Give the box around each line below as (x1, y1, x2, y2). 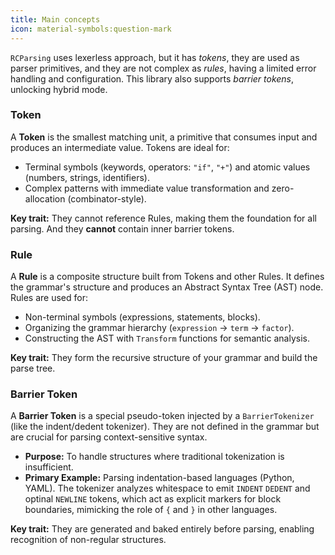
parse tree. (10, 362, 56, 375)
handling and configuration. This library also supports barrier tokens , (10, 72, 295, 85)
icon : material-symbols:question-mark (10, 24, 172, 34)
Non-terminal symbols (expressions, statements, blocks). (24, 311, 261, 323)
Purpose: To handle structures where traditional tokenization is (24, 451, 285, 463)
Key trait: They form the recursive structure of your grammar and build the (10, 352, 318, 364)
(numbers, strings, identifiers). (24, 171, 150, 183)
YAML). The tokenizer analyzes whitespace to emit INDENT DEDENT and (24, 482, 311, 495)
